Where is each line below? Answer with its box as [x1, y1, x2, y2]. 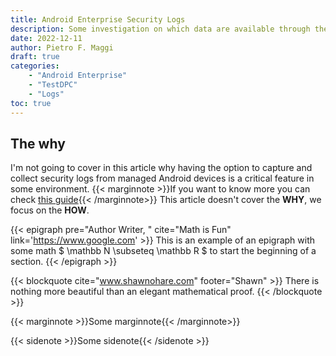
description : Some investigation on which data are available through [10, 24, 311, 34]
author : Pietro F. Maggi [10, 42, 114, 53]
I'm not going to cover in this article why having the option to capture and [10, 162, 313, 174]
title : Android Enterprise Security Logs [10, 14, 186, 25]
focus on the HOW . [10, 204, 90, 216]
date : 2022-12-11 [10, 33, 83, 43]
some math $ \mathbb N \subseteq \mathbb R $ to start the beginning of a [10, 245, 317, 257]
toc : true [10, 98, 52, 108]
